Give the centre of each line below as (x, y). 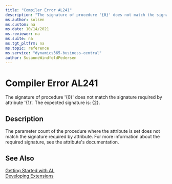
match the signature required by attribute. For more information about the (83, 137)
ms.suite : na (19, 39)
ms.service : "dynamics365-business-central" (53, 53)
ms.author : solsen (25, 19)
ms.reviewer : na (23, 34)
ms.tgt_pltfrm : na (25, 44)
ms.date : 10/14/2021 (27, 29)
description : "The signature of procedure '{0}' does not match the (80, 15)
